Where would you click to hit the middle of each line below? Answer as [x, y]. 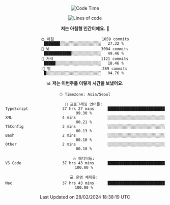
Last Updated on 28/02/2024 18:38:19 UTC [85, 197]
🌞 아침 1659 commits [85, 39]
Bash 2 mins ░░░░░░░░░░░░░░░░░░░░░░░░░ [85, 135]
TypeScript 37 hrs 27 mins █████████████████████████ [85, 109]
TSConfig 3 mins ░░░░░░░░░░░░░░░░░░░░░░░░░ [85, 127]
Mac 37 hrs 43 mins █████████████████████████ [85, 183]
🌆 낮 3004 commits [85, 49]
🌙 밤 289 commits [85, 69]
